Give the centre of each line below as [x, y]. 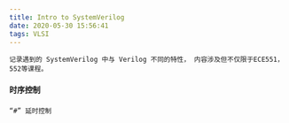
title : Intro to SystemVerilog [67, 17]
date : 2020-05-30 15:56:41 [59, 26]
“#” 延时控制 [31, 111]
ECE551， [269, 60]
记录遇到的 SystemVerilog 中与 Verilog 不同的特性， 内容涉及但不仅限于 [132, 60]
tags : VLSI [29, 34]
